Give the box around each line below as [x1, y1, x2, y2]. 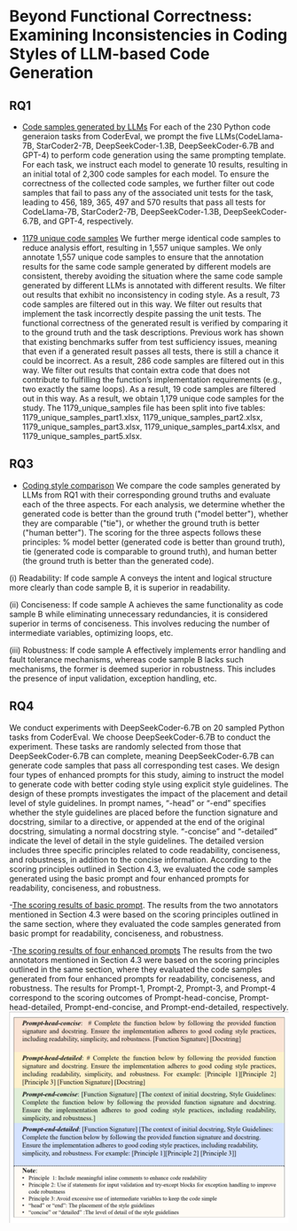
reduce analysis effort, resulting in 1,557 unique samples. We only [21, 242, 262, 253]
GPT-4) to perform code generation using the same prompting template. [21, 150, 286, 161]
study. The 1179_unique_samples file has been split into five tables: [21, 403, 266, 413]
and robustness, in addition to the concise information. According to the [9, 854, 272, 865]
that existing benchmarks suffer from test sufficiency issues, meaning [21, 337, 277, 347]
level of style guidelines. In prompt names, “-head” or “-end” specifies [9, 797, 267, 808]
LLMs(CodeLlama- [215, 131, 284, 141]
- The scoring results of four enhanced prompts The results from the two [9, 945, 273, 955]
